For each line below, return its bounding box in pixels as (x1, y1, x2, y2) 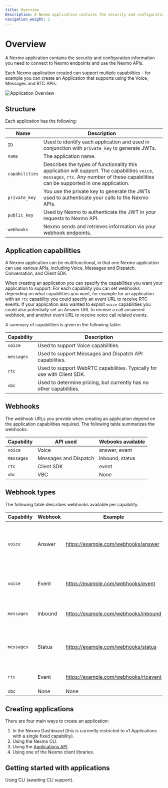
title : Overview (5, 7, 39, 13)
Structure (5, 105, 36, 113)
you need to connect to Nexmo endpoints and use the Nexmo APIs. (5, 60, 144, 66)
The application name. (43, 153, 96, 160)
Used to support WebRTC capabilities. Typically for (37, 364, 157, 371)
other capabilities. (37, 385, 80, 392)
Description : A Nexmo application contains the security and (5, 12, 135, 17)
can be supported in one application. (43, 180, 129, 187)
